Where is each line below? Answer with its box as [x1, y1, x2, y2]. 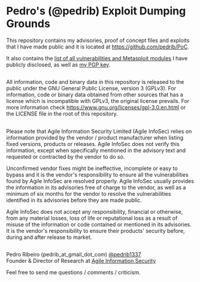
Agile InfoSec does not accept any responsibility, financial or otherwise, [6, 208, 183, 215]
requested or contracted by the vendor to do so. [6, 153, 125, 160]
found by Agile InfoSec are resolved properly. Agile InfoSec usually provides [6, 177, 195, 184]
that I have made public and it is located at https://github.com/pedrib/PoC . [6, 43, 190, 50]
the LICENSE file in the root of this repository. [6, 110, 118, 117]
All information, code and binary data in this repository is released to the [6, 78, 184, 86]
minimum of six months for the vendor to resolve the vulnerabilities [6, 190, 171, 197]
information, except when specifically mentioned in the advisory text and [6, 147, 186, 154]
